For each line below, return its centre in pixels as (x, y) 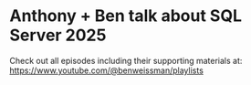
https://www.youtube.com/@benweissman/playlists (106, 70)
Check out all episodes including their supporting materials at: (126, 60)
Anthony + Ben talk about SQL (126, 16)
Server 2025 (58, 35)
